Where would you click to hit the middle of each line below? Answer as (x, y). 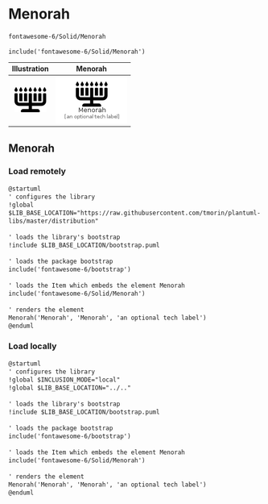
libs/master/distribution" (54, 221)
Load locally (33, 346)
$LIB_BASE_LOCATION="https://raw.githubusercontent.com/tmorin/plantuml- (135, 213)
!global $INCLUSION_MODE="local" (64, 380)
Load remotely (37, 171)
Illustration (31, 69)
